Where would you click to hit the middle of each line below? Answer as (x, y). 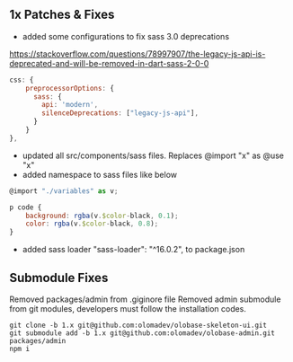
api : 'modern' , (70, 105)
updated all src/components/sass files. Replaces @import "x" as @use (153, 155)
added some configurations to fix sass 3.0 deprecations (126, 36)
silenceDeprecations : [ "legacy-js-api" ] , (120, 113)
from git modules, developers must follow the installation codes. (128, 309)
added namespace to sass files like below (100, 174)
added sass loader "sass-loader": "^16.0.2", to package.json (133, 250)
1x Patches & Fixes (62, 15)
